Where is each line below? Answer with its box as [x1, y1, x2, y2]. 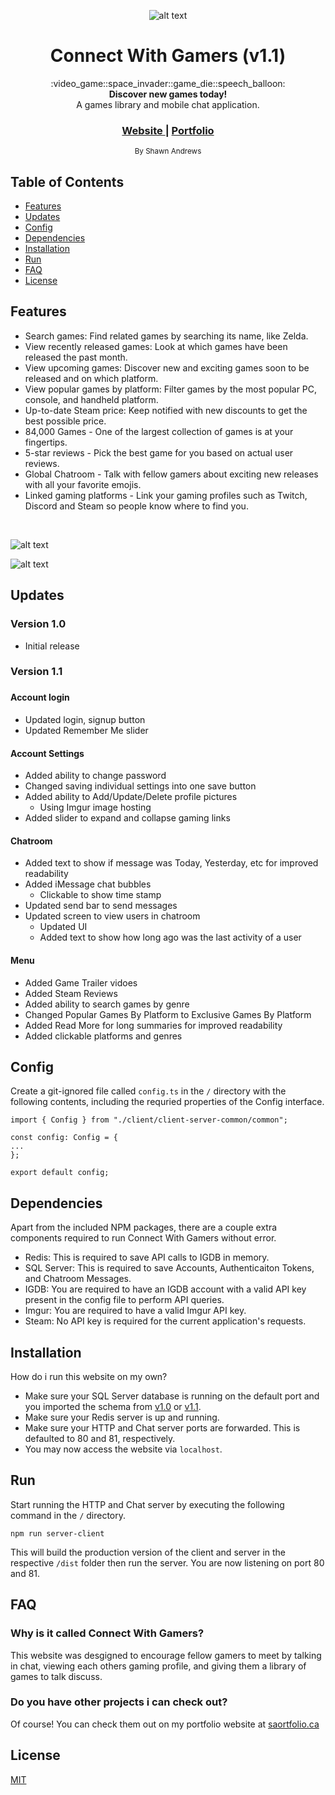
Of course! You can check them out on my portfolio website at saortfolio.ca [10, 1718, 320, 1730]
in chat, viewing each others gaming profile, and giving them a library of [10, 1660, 307, 1672]
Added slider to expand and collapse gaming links [24, 812, 231, 824]
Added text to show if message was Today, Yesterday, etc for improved [24, 857, 319, 869]
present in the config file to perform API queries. [24, 1294, 225, 1306]
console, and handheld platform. [24, 393, 159, 405]
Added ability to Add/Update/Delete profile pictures [24, 791, 238, 803]
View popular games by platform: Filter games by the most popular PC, [24, 383, 318, 395]
